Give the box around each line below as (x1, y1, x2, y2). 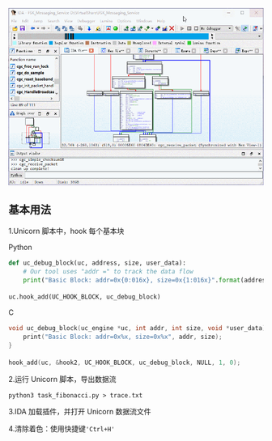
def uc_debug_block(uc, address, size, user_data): (8, 259, 186, 267)
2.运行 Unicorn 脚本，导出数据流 (8, 374, 117, 384)
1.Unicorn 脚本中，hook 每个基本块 (8, 226, 125, 235)
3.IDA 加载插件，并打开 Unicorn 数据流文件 (8, 406, 151, 416)
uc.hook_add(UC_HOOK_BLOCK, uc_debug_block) (8, 293, 161, 301)
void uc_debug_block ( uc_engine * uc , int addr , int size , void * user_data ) (8, 324, 266, 333)
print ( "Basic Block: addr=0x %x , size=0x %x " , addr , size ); (23, 333, 223, 341)
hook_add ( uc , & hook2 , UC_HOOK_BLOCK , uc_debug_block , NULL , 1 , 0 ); (8, 358, 241, 367)
